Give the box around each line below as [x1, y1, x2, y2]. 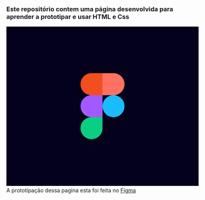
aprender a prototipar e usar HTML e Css [6, 12, 129, 21]
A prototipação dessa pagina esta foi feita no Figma [6, 187, 136, 194]
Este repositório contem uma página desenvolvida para [6, 5, 174, 13]
